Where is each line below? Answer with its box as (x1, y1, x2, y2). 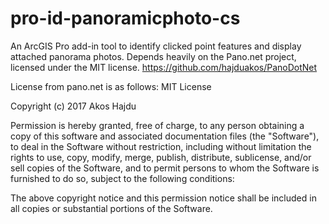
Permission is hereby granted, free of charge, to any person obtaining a (10, 119, 305, 131)
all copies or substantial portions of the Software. (10, 202, 213, 214)
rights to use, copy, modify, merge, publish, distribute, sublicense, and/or (10, 151, 312, 163)
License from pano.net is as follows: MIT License (10, 80, 212, 92)
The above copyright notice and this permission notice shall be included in (10, 192, 317, 204)
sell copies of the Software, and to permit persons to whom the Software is (10, 162, 320, 174)
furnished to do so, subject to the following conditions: (10, 172, 235, 184)
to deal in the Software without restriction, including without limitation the (10, 140, 312, 152)
